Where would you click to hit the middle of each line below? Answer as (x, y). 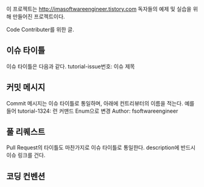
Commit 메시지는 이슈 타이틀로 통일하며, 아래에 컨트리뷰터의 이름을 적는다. (95, 103)
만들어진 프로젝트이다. (39, 16)
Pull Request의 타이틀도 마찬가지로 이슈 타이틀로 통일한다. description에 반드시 (101, 147)
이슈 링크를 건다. (26, 155)
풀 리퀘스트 (26, 132)
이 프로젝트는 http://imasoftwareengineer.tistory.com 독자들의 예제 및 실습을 (99, 9)
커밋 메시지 (26, 87)
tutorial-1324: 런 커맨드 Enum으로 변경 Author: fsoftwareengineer (98, 111)
